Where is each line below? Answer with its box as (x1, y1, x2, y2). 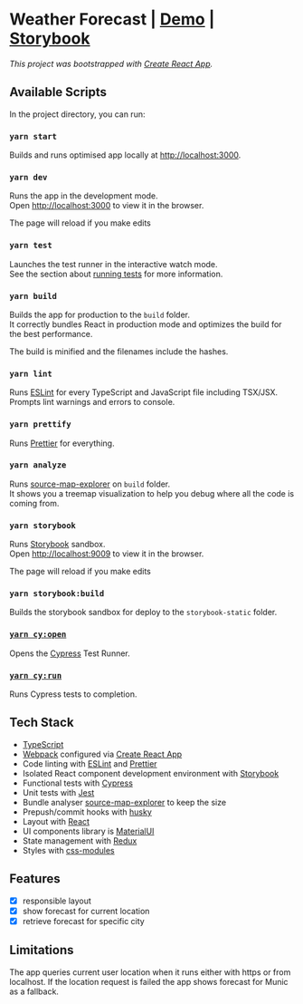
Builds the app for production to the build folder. (9, 309, 191, 320)
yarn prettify (9, 420, 71, 430)
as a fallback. (9, 986, 59, 997)
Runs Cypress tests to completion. (9, 689, 137, 700)
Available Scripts (9, 84, 107, 100)
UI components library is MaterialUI (22, 825, 155, 836)
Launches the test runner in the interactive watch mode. (9, 258, 219, 269)
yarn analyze (9, 460, 67, 470)
